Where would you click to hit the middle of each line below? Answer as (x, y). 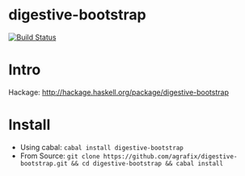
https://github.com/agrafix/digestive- (170, 156)
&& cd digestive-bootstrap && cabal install (148, 163)
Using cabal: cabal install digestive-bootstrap (101, 147)
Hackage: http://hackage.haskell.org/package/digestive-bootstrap (118, 92)
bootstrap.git (44, 163)
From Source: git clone (60, 156)
